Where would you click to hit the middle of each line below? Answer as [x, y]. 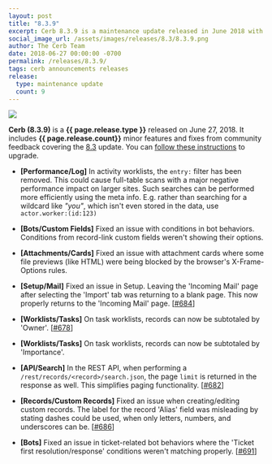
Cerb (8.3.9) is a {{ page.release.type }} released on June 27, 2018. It [126, 130]
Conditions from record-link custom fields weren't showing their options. [142, 237]
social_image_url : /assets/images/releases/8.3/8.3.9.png [108, 39]
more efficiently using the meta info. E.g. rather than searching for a [134, 197]
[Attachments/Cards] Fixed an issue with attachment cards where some [142, 254]
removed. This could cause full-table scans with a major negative [130, 180]
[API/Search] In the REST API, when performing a [104, 368]
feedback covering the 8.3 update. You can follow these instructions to [127, 147]
